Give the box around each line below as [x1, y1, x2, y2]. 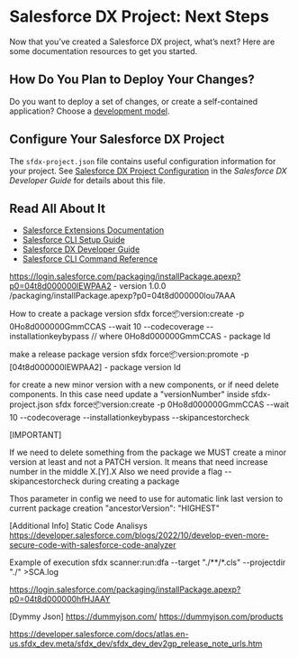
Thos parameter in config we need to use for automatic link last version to [9, 494, 284, 505]
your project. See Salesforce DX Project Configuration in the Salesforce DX [9, 165, 287, 176]
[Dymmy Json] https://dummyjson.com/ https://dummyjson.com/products [9, 611, 284, 622]
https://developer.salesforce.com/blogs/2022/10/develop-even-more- [9, 530, 270, 541]
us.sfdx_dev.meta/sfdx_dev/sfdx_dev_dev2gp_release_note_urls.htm [9, 638, 263, 649]
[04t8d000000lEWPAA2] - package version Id [9, 362, 182, 373]
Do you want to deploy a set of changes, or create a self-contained [9, 96, 258, 107]
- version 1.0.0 [113, 281, 167, 292]
